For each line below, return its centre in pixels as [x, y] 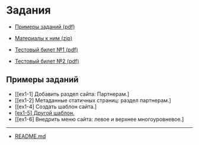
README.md [30, 136]
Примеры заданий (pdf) [45, 27]
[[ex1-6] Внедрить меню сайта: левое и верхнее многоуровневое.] [99, 119]
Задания [29, 10]
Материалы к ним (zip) [44, 38]
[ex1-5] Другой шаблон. [45, 112]
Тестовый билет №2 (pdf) [47, 61]
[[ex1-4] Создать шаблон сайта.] [56, 107]
